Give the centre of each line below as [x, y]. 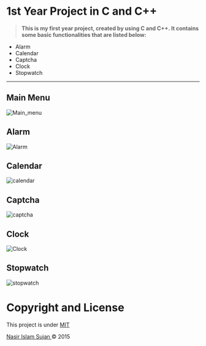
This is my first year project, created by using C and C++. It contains [110, 28]
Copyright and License [65, 307]
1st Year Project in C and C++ [82, 11]
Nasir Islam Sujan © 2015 [38, 336]
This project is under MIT [38, 325]
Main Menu [28, 98]
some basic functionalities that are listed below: [84, 34]
